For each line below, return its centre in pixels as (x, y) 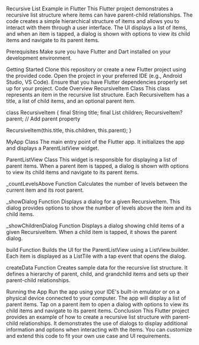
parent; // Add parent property (43, 119)
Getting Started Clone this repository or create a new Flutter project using (96, 69)
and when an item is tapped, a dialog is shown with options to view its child (98, 34)
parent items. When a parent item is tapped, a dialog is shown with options (97, 166)
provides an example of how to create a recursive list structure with (89, 317)
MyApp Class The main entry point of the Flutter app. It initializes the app (96, 142)
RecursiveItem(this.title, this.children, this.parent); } (69, 130)
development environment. (39, 58)
